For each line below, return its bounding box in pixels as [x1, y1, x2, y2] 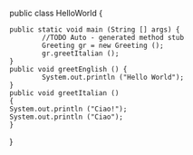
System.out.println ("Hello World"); [42, 73, 184, 82]
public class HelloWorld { [9, 8, 102, 18]
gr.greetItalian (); [42, 49, 120, 58]
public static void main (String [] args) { [9, 25, 180, 34]
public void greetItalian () [9, 89, 120, 98]
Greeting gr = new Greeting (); [42, 41, 165, 50]
